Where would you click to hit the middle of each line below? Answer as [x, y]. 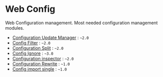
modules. [15, 28]
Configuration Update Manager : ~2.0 [51, 38]
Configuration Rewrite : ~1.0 [41, 64]
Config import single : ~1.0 [40, 69]
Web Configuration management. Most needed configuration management [81, 23]
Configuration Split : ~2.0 [38, 48]
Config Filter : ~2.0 [31, 42]
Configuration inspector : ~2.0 [43, 58]
